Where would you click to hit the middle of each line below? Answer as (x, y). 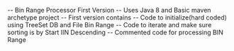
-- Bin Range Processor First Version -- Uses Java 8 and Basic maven (109, 10)
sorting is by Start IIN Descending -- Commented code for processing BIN (115, 32)
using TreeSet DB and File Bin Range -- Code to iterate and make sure (110, 25)
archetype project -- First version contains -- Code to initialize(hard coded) (117, 17)
